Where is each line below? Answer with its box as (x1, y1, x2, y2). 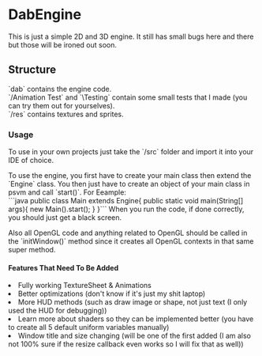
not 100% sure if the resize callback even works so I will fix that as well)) (8, 339, 244, 349)
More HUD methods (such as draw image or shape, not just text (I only (18, 297, 248, 307)
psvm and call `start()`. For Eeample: (8, 187, 126, 197)
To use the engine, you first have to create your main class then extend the (8, 171, 252, 180)
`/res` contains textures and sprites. (8, 109, 124, 119)
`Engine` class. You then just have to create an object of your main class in (8, 180, 250, 189)
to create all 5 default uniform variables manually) (8, 323, 170, 332)
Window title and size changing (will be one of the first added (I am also (18, 331, 251, 341)
